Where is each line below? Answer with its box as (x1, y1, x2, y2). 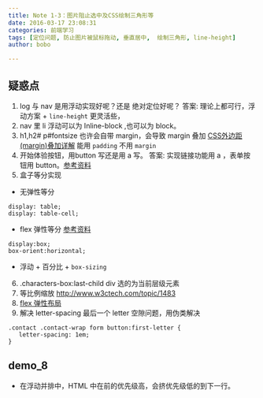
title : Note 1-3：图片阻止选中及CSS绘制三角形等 (8, 11, 154, 20)
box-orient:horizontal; (8, 247, 87, 255)
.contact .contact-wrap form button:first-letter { (8, 324, 181, 332)
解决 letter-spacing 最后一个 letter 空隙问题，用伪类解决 (19, 308, 201, 318)
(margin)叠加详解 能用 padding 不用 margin (19, 140, 157, 150)
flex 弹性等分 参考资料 (19, 224, 91, 233)
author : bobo (8, 41, 51, 49)
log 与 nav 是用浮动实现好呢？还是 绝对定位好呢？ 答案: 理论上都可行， (19, 101, 249, 110)
